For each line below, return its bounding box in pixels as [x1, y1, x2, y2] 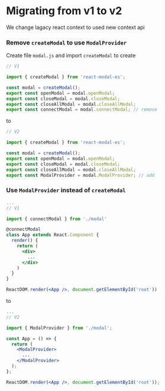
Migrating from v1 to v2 [6, 4, 122, 18]
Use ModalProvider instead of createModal [6, 186, 126, 195]
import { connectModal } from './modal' [6, 216, 108, 222]
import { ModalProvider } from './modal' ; [6, 325, 112, 331]
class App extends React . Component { [6, 232, 99, 238]
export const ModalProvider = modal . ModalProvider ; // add [6, 172, 155, 178]
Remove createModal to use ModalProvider [6, 38, 127, 47]
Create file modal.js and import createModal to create [6, 52, 136, 59]
